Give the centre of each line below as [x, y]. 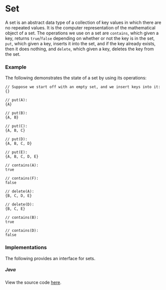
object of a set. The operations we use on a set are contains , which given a [82, 33]
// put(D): [16, 139]
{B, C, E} [15, 209]
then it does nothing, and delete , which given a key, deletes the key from [80, 49]
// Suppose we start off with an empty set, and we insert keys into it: [83, 87]
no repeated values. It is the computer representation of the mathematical [80, 27]
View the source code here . [33, 282]
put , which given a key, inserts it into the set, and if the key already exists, [81, 43]
